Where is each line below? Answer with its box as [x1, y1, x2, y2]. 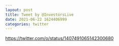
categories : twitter [5, 21, 49, 27]
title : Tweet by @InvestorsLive [5, 12, 74, 17]
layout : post [5, 7, 33, 13]
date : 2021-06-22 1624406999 [5, 17, 67, 22]
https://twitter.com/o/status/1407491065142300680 [5, 35, 114, 41]
